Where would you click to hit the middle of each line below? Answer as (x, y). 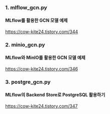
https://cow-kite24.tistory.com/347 (41, 106)
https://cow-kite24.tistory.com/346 (42, 69)
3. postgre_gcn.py (28, 82)
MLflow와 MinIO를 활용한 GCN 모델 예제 (45, 58)
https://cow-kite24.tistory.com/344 (42, 32)
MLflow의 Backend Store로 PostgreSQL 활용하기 (55, 94)
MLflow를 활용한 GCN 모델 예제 (36, 20)
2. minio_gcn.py (25, 45)
